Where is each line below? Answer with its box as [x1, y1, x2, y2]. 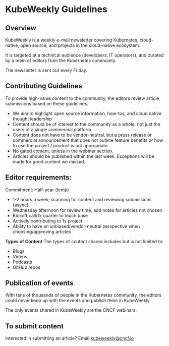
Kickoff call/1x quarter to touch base [12, 212, 88, 218]
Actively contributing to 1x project [12, 218, 83, 224]
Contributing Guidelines [5, 82, 82, 90]
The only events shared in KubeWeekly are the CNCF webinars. [5, 307, 137, 313]
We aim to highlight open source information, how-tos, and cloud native [12, 110, 162, 117]
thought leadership [12, 116, 52, 122]
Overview [5, 24, 37, 32]
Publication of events [5, 279, 74, 287]
